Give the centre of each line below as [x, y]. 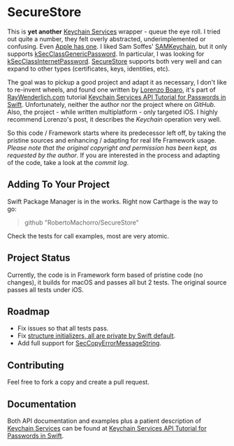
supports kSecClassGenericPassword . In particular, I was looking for [106, 54]
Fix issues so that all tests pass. [63, 329]
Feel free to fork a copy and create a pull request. [79, 382]
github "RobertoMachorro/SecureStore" [82, 222]
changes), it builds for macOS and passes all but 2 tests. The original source [117, 282]
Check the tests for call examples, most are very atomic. [88, 236]
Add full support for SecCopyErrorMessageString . [89, 343]
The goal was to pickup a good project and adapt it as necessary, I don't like [117, 82]
